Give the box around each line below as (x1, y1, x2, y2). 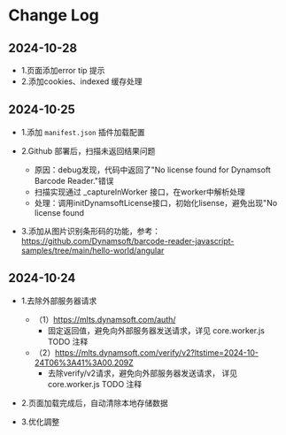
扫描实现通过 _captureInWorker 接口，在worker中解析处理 (34, 187, 245, 197)
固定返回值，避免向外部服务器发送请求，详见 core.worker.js (47, 324, 265, 336)
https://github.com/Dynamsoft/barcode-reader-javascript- (20, 235, 235, 246)
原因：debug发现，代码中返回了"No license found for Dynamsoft (34, 164, 271, 175)
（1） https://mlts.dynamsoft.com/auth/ (34, 314, 176, 324)
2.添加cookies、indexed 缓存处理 (20, 76, 143, 87)
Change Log (8, 5, 99, 26)
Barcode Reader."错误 (34, 175, 114, 186)
